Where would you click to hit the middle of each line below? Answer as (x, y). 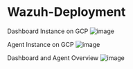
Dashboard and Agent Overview (53, 58)
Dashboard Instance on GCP (48, 31)
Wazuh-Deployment (66, 12)
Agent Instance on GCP (41, 44)
